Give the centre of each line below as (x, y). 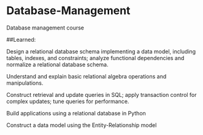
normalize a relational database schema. (57, 64)
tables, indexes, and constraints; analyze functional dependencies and (95, 58)
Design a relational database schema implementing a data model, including (101, 51)
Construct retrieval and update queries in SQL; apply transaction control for (102, 94)
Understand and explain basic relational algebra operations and (86, 76)
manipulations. (25, 83)
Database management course (45, 28)
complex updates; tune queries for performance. (68, 101)
